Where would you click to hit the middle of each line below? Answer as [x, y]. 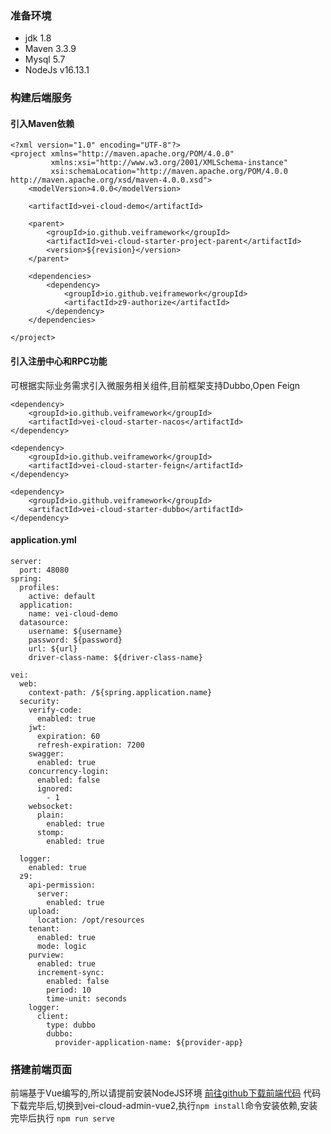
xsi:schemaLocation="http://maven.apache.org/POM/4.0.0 [169, 172]
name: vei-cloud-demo [73, 613]
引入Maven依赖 [42, 123]
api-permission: [62, 885]
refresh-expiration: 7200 [90, 745]
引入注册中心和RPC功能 [59, 361]
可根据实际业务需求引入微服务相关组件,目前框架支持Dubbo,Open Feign [155, 385]
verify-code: [55, 710]
